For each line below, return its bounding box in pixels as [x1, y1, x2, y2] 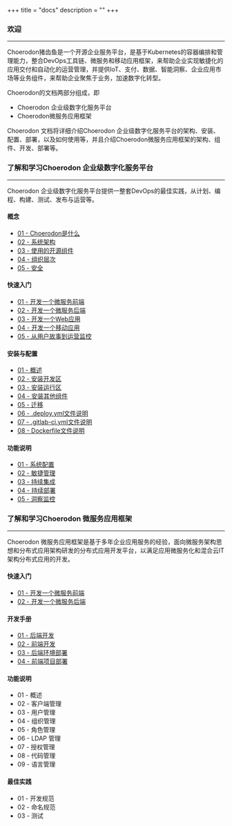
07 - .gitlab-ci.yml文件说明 [17, 418, 93, 427]
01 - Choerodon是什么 [17, 228, 81, 237]
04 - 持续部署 [17, 486, 56, 494]
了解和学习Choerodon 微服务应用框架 [7, 514, 133, 523]
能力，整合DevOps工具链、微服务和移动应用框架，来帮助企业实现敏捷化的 [12, 57, 224, 65]
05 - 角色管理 [17, 726, 56, 734]
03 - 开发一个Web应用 [17, 315, 81, 323]
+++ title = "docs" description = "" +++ [7, 6, 119, 14]
